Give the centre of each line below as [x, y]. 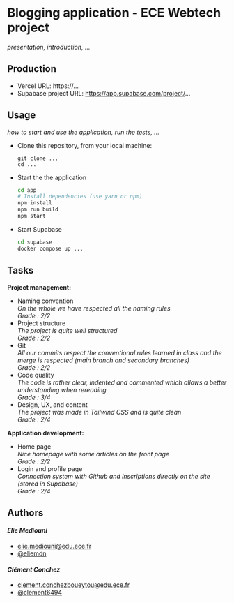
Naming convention [45, 301]
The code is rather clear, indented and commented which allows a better [122, 382]
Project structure [41, 323]
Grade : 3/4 [34, 397]
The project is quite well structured [67, 330]
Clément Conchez [34, 569]
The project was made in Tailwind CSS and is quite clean [99, 412]
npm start [32, 216]
